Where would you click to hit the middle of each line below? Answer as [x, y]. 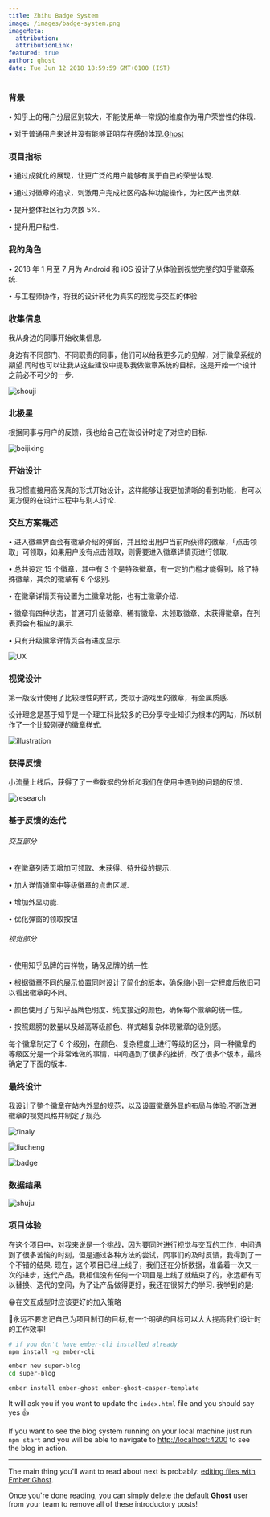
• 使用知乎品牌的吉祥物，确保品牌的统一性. [79, 965]
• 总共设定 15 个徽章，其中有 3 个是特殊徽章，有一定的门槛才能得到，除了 [130, 568]
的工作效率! [27, 1329]
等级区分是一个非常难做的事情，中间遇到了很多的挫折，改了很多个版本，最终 [135, 1053]
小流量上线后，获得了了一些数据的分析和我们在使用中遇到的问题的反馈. [126, 782]
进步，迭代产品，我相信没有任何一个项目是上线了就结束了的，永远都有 [138, 1274]
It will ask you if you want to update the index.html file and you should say [131, 1404]
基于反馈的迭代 [37, 821]
